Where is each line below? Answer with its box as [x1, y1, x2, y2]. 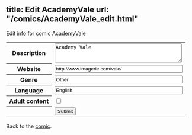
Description [12, 49, 46, 57]
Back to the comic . [6, 123, 52, 130]
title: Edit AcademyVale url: [6, 5, 110, 15]
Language [14, 86, 43, 95]
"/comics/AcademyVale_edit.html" [6, 14, 139, 24]
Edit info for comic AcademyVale [6, 30, 86, 37]
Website [17, 65, 41, 73]
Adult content [9, 97, 49, 105]
